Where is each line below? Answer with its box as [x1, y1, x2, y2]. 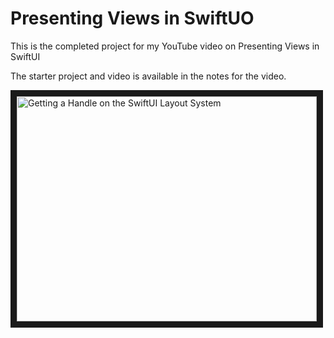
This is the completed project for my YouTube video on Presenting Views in [10, 40, 320, 52]
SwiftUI [10, 50, 41, 62]
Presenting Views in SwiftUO [10, 7, 255, 30]
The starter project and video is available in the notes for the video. [10, 70, 287, 82]
